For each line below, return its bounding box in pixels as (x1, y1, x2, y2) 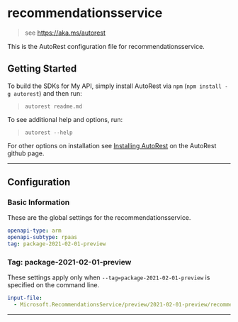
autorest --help (24, 129, 73, 136)
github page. (7, 149, 45, 157)
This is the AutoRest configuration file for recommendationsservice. (7, 42, 205, 50)
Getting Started (7, 62, 77, 75)
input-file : (7, 294, 42, 302)
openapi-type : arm (7, 227, 62, 235)
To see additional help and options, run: (7, 115, 123, 123)
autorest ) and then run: (13, 89, 83, 97)
